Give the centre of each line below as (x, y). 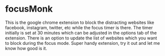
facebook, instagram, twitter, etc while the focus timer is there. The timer (79, 27)
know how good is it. (26, 48)
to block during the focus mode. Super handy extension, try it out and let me (82, 43)
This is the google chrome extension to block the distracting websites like (80, 22)
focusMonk (29, 9)
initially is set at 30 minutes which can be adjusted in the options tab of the (81, 33)
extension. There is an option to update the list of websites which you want (81, 38)
